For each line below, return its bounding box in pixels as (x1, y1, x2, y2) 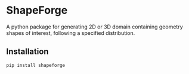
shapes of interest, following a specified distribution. (6, 29, 135, 36)
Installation (6, 47, 49, 57)
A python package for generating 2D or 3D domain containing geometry (6, 23, 183, 30)
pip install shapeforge (6, 62, 66, 68)
